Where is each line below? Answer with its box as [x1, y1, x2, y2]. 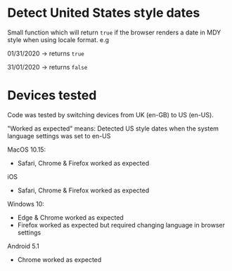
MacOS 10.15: [7, 145, 46, 154]
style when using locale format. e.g [7, 35, 110, 44]
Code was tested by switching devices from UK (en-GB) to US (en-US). [7, 110, 214, 119]
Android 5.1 [7, 242, 40, 250]
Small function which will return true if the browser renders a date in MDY [7, 28, 221, 37]
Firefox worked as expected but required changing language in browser [17, 220, 226, 229]
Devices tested [7, 88, 97, 103]
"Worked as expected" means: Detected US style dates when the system [7, 124, 219, 133]
